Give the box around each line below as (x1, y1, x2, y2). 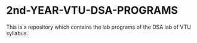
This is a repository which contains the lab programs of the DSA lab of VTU (6, 23, 191, 30)
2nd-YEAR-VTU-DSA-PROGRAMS (6, 4, 178, 17)
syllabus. (6, 29, 29, 36)
